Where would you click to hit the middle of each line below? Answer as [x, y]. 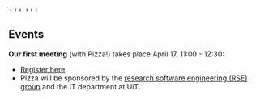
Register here [43, 69]
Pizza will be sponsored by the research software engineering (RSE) [134, 78]
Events [26, 34]
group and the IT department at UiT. [80, 86]
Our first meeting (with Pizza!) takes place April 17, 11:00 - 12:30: [117, 54]
